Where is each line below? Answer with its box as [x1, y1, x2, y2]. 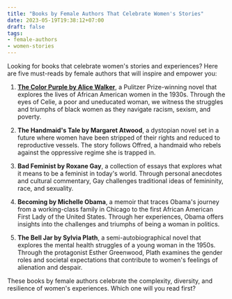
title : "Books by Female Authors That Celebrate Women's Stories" [7, 10, 204, 17]
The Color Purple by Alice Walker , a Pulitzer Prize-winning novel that [17, 83, 217, 91]
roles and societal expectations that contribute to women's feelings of [17, 256, 218, 264]
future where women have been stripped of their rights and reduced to [17, 133, 221, 142]
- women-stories [7, 43, 54, 50]
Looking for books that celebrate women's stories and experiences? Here [7, 62, 218, 70]
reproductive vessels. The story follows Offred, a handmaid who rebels [17, 141, 222, 149]
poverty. [17, 112, 42, 121]
